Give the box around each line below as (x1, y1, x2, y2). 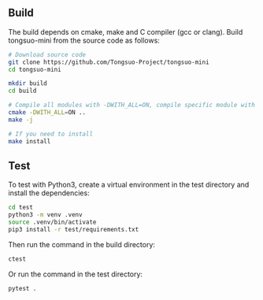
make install (8, 137, 51, 145)
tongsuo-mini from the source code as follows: (8, 35, 160, 45)
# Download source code (8, 50, 87, 58)
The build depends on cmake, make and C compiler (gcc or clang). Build (8, 27, 243, 36)
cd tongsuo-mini (8, 65, 61, 73)
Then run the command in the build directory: (8, 239, 156, 249)
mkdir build (8, 80, 47, 87)
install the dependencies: (8, 188, 90, 198)
